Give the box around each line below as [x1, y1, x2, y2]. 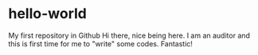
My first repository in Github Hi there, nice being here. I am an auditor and [8, 31, 251, 40]
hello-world [8, 5, 88, 23]
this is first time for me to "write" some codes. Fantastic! [8, 38, 193, 48]
